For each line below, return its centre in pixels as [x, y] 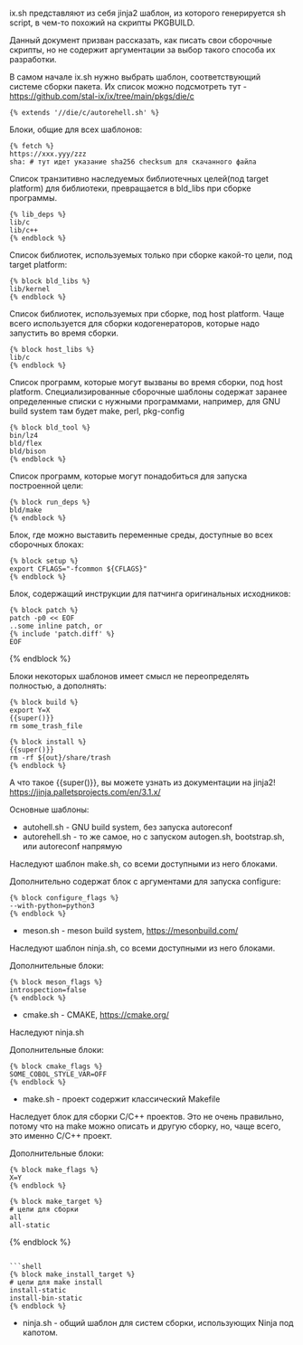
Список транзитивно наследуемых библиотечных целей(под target [139, 179]
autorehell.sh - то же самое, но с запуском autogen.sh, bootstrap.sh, [153, 837]
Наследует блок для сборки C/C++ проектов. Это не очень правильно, [147, 1117]
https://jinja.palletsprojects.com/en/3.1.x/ [85, 792]
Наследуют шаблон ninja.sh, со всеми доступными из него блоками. [142, 948]
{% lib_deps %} [38, 214]
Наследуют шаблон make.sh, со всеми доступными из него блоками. [144, 864]
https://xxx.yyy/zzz [48, 154]
